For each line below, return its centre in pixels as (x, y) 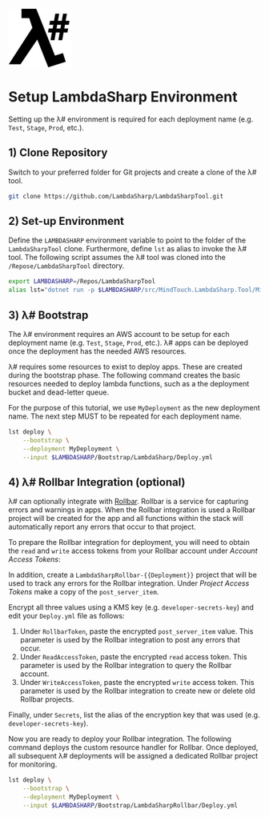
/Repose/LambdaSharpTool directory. (66, 266)
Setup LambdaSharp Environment (123, 97)
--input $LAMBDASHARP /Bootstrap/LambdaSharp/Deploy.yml (118, 457)
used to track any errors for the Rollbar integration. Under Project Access (129, 583)
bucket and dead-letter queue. (59, 392)
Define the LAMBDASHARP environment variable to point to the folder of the (127, 240)
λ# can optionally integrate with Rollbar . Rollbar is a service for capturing (128, 502)
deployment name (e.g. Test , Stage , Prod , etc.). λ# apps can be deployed (128, 342)
